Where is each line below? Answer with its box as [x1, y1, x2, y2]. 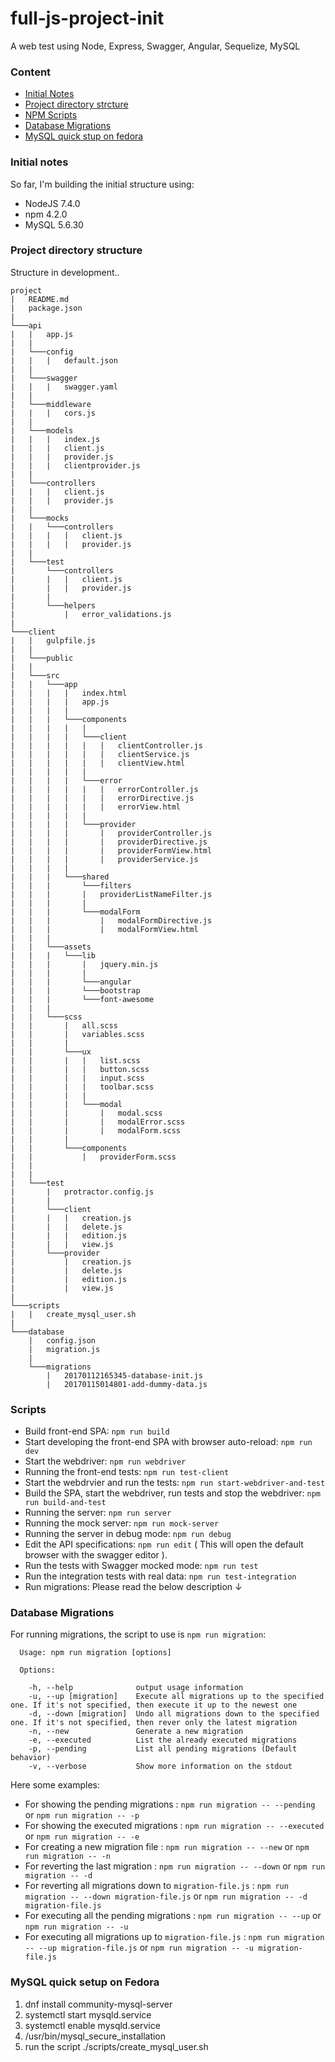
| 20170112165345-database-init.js [46, 1370, 203, 1381]
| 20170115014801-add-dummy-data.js [46, 1379, 208, 1389]
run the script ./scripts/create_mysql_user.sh [24, 2040, 209, 2052]
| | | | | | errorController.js [10, 784, 199, 794]
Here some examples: [10, 1779, 101, 1791]
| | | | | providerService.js [10, 854, 199, 864]
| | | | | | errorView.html [10, 802, 182, 812]
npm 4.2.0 [24, 208, 68, 220]
